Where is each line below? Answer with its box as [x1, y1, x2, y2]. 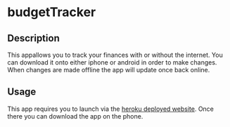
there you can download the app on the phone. [7, 112, 143, 120]
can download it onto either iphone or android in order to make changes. [7, 58, 217, 67]
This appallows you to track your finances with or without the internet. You [7, 51, 223, 59]
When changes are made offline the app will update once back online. [7, 66, 210, 74]
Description [7, 32, 60, 44]
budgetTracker [7, 4, 96, 20]
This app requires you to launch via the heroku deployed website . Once [7, 105, 215, 113]
